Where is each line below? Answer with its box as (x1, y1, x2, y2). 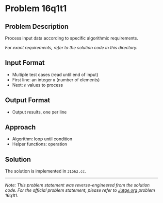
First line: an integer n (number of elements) (12, 76, 100, 83)
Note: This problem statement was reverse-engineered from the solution (5, 182, 150, 188)
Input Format (5, 59, 45, 67)
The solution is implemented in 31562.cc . (5, 168, 86, 174)
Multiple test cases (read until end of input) (12, 72, 98, 77)
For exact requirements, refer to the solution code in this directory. (5, 45, 138, 50)
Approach (5, 123, 36, 131)
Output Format (5, 96, 50, 105)
